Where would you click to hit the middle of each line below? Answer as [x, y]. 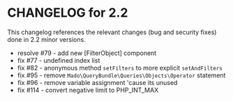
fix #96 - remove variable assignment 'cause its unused [97, 82]
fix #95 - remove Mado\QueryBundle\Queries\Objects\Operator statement [121, 75]
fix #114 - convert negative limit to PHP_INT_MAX [88, 90]
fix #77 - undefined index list [59, 60]
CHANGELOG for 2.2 [68, 13]
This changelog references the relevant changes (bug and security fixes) [112, 32]
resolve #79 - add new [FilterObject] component [87, 53]
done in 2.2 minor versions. [46, 39]
